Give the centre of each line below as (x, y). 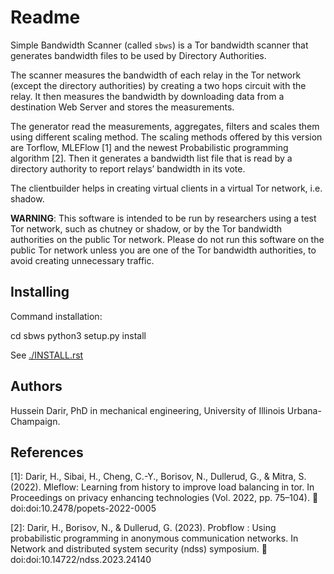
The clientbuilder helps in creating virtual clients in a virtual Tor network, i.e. (166, 188)
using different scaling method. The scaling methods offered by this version (166, 137)
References (47, 452)
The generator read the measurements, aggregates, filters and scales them (165, 126)
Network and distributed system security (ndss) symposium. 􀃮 (139, 549)
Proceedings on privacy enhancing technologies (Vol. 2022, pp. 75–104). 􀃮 (164, 498)
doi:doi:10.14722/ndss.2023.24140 (81, 560)
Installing (40, 292)
